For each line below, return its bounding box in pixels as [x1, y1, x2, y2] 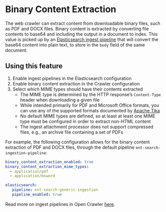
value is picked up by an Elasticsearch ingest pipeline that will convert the [5, 36, 159, 43]
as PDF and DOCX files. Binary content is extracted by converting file [5, 25, 149, 31]
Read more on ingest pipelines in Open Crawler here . [5, 201, 115, 207]
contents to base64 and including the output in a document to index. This [5, 31, 158, 37]
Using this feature [5, 62, 63, 70]
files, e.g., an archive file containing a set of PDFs [20, 129, 124, 135]
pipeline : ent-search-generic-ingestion [12, 187, 98, 193]
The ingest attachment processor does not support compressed [20, 123, 154, 130]
